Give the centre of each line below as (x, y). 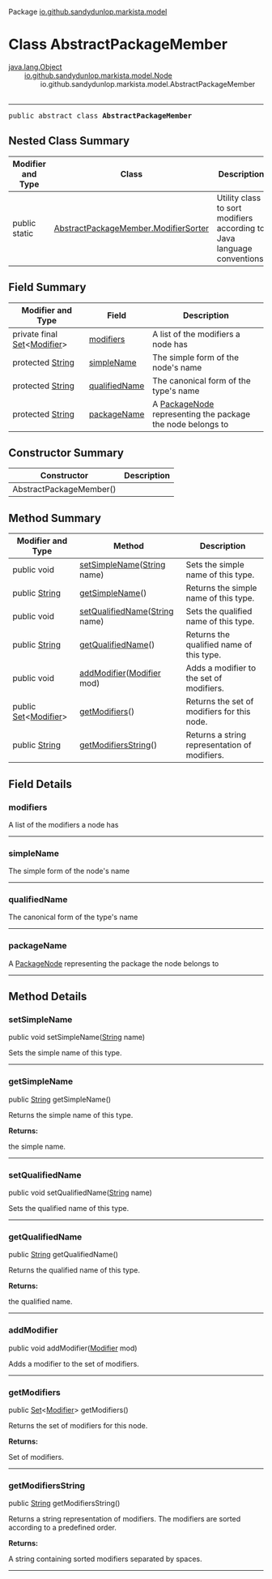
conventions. (241, 259)
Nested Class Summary (69, 141)
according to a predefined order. (63, 1528)
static (23, 233)
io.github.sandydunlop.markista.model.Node (98, 75)
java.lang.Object (35, 66)
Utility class (239, 198)
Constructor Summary (66, 453)
